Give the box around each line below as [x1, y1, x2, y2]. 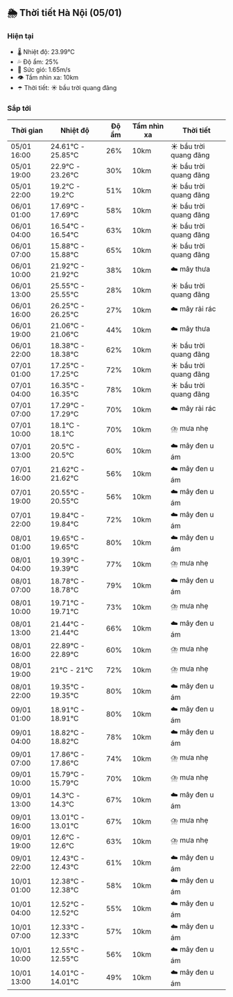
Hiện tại [7, 31, 34, 41]
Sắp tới [7, 103, 31, 113]
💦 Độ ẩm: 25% [17, 58, 59, 66]
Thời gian [11, 125, 44, 135]
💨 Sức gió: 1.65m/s [17, 65, 71, 73]
